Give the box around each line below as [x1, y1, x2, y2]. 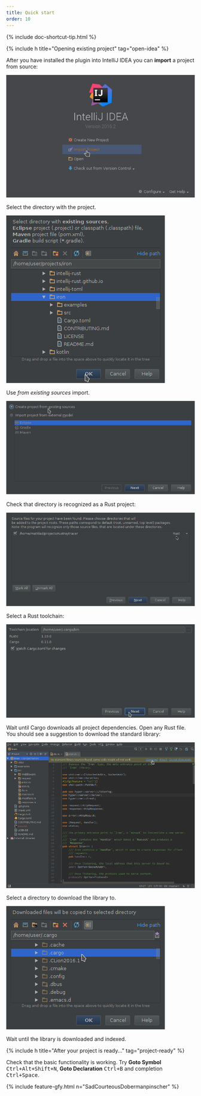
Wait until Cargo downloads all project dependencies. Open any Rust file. [6, 724, 186, 731]
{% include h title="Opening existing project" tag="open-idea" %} [6, 45, 169, 52]
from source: [6, 63, 38, 70]
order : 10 [6, 16, 31, 22]
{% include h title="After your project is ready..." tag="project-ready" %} [6, 1047, 185, 1055]
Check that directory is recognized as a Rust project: [6, 501, 136, 508]
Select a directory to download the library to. [6, 894, 117, 902]
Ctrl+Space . [6, 1071, 40, 1079]
